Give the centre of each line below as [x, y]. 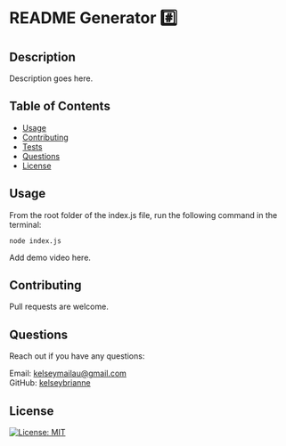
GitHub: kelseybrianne [50, 383]
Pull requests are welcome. [59, 307]
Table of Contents [60, 106]
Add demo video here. [50, 257]
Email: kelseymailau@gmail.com [68, 373]
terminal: [25, 224]
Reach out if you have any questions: [77, 356]
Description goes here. [51, 78]
